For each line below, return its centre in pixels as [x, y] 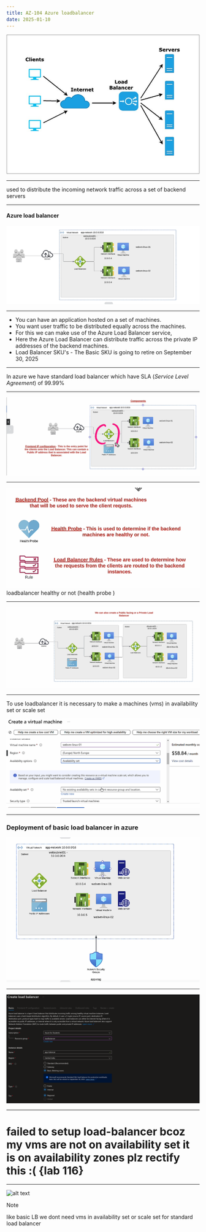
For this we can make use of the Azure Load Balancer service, [94, 333]
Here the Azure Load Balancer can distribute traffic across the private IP [106, 340]
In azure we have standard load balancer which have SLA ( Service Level [97, 376]
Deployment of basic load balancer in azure [72, 827]
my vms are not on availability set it [98, 1145]
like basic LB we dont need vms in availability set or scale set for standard [100, 1217]
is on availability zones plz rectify [93, 1158]
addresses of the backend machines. [62, 346]
